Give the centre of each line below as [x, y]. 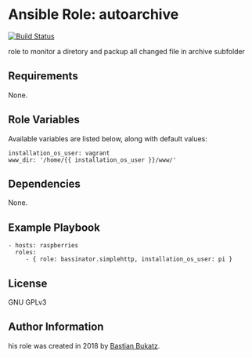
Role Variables [44, 120]
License [28, 283]
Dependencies [44, 183]
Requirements [43, 76]
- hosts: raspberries [43, 246]
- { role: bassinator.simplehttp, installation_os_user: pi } [129, 259]
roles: [26, 253]
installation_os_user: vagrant [59, 153]
